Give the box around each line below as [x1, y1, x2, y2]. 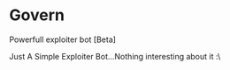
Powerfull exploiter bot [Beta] [9, 34, 117, 45]
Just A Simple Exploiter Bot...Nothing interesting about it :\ [9, 51, 221, 61]
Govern [9, 5, 65, 25]
